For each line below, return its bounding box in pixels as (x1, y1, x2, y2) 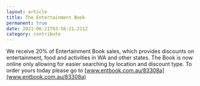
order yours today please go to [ (6, 67, 87, 74)
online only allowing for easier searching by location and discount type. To (6, 61, 192, 68)
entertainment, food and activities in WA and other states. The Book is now (6, 54, 193, 61)
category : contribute (6, 31, 61, 37)
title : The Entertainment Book (6, 14, 85, 20)
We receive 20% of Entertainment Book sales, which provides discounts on (6, 48, 195, 55)
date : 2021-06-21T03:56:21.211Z (6, 25, 88, 32)
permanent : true (6, 20, 47, 26)
